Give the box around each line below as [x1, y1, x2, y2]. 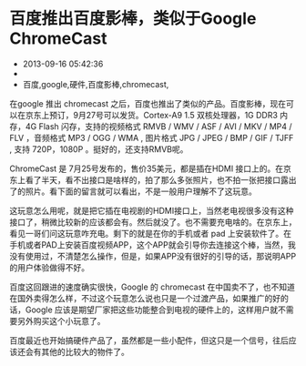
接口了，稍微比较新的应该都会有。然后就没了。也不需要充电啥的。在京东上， [9, 216, 297, 228]
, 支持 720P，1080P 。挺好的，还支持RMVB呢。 [9, 143, 189, 155]
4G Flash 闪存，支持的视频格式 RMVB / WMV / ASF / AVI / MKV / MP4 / [25, 120, 293, 132]
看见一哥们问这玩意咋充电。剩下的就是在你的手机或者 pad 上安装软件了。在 [9, 228, 292, 239]
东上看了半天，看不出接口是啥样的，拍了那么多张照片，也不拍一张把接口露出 [9, 174, 297, 185]
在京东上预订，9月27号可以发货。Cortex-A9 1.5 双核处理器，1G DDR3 [16, 109, 278, 120]
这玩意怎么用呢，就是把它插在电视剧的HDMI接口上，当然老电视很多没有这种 [9, 205, 294, 216]
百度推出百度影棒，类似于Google [9, 8, 257, 29]
